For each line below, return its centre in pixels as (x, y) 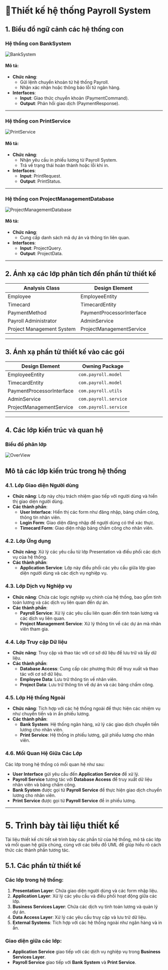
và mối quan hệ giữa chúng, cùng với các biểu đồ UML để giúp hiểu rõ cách (83, 844)
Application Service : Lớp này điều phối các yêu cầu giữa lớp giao (88, 568)
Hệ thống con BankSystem (38, 44)
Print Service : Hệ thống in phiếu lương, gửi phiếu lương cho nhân (87, 735)
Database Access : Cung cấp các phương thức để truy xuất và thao (89, 668)
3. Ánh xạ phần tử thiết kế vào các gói (65, 352)
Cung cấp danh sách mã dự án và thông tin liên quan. (75, 238)
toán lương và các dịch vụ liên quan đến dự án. (60, 602)
